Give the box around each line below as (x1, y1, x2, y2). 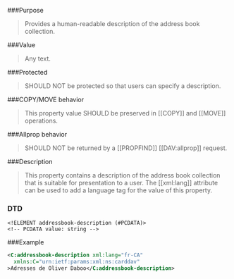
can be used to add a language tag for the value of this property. (24, 186, 213, 194)
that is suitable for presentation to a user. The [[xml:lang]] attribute (24, 179, 218, 187)
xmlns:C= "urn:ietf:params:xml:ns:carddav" (13, 259, 140, 266)
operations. (24, 116, 58, 125)
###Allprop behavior (7, 130, 68, 138)
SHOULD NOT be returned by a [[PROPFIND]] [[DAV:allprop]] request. (24, 144, 228, 152)
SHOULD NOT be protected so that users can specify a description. (24, 82, 221, 90)
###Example (7, 238, 44, 247)
